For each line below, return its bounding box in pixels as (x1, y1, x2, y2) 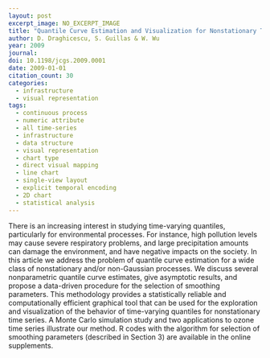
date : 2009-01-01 (8, 64, 67, 72)
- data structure (15, 138, 74, 147)
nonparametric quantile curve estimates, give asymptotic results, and (8, 272, 238, 282)
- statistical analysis (15, 199, 95, 207)
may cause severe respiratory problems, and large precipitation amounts (8, 238, 249, 248)
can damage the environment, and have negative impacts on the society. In (8, 246, 257, 256)
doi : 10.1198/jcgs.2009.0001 (8, 57, 106, 65)
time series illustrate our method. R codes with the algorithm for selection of (8, 323, 260, 333)
